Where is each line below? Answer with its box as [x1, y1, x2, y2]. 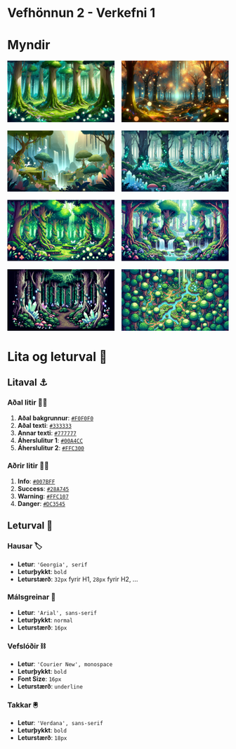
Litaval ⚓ [7, 377, 48, 389]
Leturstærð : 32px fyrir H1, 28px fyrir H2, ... [17, 575, 138, 583]
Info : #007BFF [17, 476, 55, 486]
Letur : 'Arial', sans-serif [17, 608, 97, 616]
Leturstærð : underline [17, 682, 83, 691]
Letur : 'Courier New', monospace [17, 660, 113, 668]
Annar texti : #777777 [17, 429, 77, 437]
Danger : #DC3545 [17, 499, 65, 507]
